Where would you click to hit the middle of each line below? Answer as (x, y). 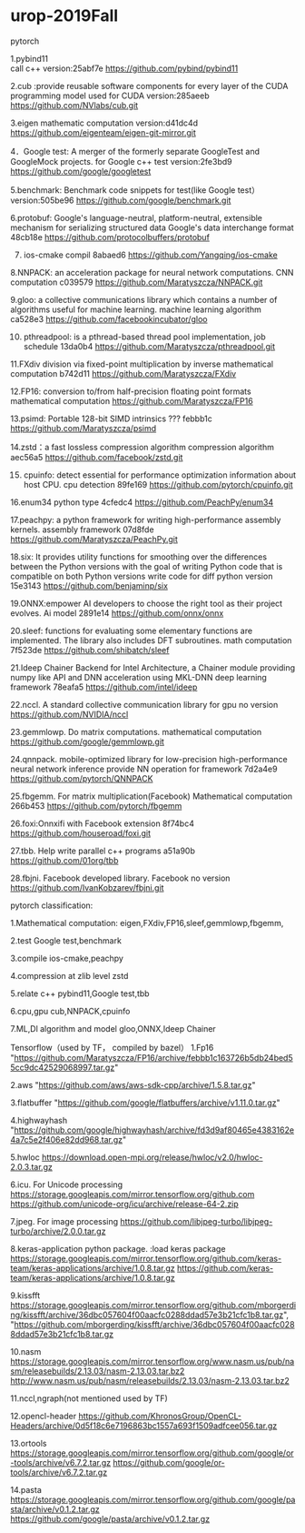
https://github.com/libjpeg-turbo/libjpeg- (197, 1221)
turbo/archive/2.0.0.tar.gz (58, 1231)
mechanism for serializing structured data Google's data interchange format (152, 227)
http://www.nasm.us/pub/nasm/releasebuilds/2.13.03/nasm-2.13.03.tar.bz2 (150, 1380)
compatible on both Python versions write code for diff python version (142, 576)
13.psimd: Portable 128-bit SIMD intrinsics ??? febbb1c (111, 419)
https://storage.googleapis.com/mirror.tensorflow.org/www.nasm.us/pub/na (152, 1361)
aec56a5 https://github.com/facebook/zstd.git (97, 457)
